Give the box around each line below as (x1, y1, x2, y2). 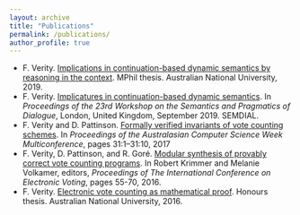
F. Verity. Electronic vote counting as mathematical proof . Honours (22, 186, 269, 197)
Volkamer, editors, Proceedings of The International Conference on (22, 168, 271, 178)
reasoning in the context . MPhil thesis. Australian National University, (22, 73, 278, 83)
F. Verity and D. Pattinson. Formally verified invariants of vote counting (22, 120, 284, 131)
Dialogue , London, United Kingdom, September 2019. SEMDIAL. (22, 110, 260, 121)
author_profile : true (9, 38, 91, 47)
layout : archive (9, 13, 70, 22)
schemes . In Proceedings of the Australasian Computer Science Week (22, 129, 283, 140)
